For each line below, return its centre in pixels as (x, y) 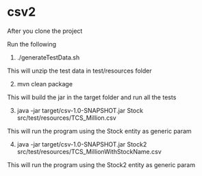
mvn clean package (45, 84)
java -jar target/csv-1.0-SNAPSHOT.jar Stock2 (82, 144)
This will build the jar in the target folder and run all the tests (92, 97)
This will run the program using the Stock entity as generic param (99, 131)
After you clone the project (45, 31)
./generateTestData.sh (48, 57)
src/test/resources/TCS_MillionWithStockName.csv (89, 151)
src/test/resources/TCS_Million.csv (66, 118)
